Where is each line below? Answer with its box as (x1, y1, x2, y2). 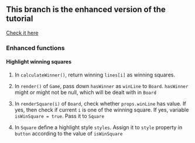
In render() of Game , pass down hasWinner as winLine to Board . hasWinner (14, 82, 189, 89)
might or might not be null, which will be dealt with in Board (14, 89, 157, 96)
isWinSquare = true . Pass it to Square (14, 112, 104, 119)
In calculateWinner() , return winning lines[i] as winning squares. (14, 71, 176, 78)
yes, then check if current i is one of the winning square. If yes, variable (14, 106, 189, 113)
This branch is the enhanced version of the (6, 5, 166, 15)
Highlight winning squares (6, 58, 72, 65)
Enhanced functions (6, 44, 65, 52)
